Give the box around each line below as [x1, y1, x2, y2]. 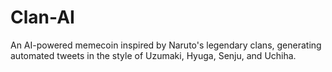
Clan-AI [10, 6, 75, 29]
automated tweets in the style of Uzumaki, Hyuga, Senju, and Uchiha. [10, 49, 297, 61]
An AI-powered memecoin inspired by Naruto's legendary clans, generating [10, 39, 322, 51]
